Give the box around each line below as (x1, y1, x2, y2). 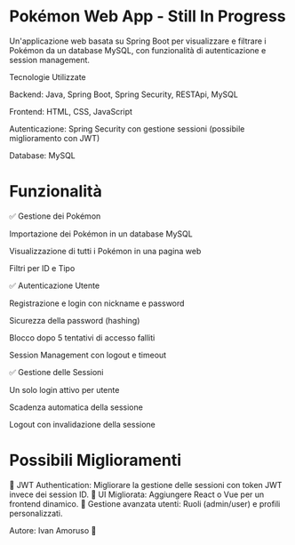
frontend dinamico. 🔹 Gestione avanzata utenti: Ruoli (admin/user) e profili (9, 498, 281, 509)
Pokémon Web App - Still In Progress (9, 6, 286, 27)
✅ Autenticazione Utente (9, 280, 100, 291)
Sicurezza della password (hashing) (9, 315, 140, 325)
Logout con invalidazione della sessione (9, 419, 155, 429)
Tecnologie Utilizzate (9, 71, 86, 82)
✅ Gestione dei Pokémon (9, 211, 101, 221)
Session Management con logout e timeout (9, 349, 167, 360)
